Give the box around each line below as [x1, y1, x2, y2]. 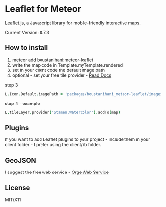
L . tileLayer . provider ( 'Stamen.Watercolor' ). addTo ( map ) [5, 110, 121, 115]
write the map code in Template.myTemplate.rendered [12, 62, 123, 68]
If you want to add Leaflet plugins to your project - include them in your [5, 137, 151, 142]
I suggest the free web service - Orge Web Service [5, 169, 109, 175]
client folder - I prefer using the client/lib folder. [5, 142, 101, 148]
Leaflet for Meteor [5, 3, 82, 15]
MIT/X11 [5, 196, 21, 203]
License [5, 183, 30, 192]
